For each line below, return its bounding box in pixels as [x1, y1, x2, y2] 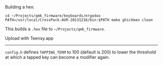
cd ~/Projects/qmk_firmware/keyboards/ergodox [5, 13, 101, 18]
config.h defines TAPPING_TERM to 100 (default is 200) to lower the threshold [5, 49, 156, 55]
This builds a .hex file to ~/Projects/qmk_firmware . [5, 26, 105, 32]
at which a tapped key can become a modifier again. [5, 54, 110, 60]
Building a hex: [5, 4, 35, 10]
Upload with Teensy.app [5, 36, 54, 41]
